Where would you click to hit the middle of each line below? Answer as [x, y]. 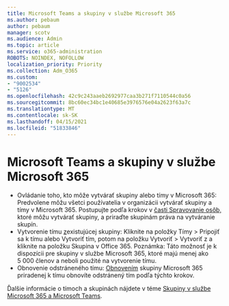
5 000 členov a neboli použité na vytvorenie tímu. [87, 261]
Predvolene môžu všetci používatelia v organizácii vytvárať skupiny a [114, 203]
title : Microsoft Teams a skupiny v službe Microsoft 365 [91, 13]
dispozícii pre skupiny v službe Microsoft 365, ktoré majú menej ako [112, 253]
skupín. [27, 225]
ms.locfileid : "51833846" [44, 128]
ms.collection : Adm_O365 [42, 71]
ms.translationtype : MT [41, 109]
